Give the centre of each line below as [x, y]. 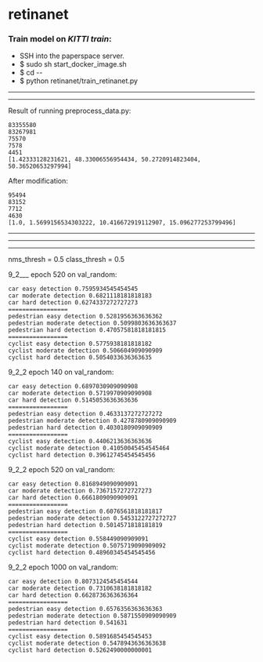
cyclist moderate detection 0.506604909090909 [85, 351]
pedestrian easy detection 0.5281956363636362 [85, 316]
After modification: [38, 181]
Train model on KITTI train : [60, 39]
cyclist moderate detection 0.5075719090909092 [87, 546]
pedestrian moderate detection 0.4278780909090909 [92, 421]
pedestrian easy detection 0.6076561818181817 [85, 511]
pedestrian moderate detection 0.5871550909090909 [92, 616]
